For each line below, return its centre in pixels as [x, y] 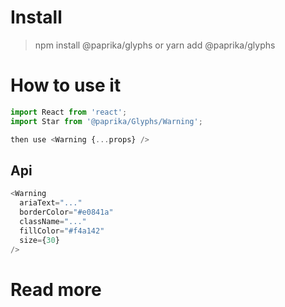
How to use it [66, 85]
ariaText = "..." [51, 203]
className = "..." [53, 221]
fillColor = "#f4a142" [62, 231]
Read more [56, 289]
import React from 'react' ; [69, 112]
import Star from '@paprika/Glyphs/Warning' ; [106, 121]
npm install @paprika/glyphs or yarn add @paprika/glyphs [155, 45]
